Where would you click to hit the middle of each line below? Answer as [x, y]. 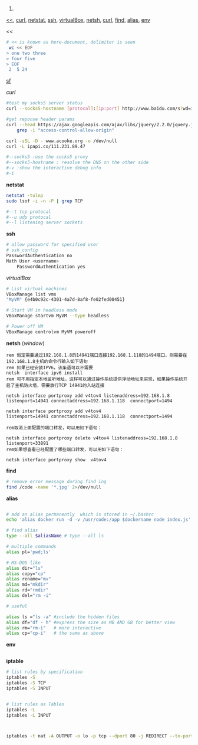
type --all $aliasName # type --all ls [55, 536]
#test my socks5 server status [44, 103]
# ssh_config [22, 250]
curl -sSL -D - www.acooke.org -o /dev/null [62, 141]
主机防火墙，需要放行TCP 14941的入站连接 [60, 385]
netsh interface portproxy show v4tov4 [57, 460]
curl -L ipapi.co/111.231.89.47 [46, 146]
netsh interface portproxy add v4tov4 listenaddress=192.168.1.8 [88, 396]
